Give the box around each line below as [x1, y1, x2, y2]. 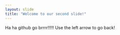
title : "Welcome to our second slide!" [5, 12, 87, 16]
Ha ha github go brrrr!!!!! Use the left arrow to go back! [5, 24, 115, 30]
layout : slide [5, 7, 34, 12]
